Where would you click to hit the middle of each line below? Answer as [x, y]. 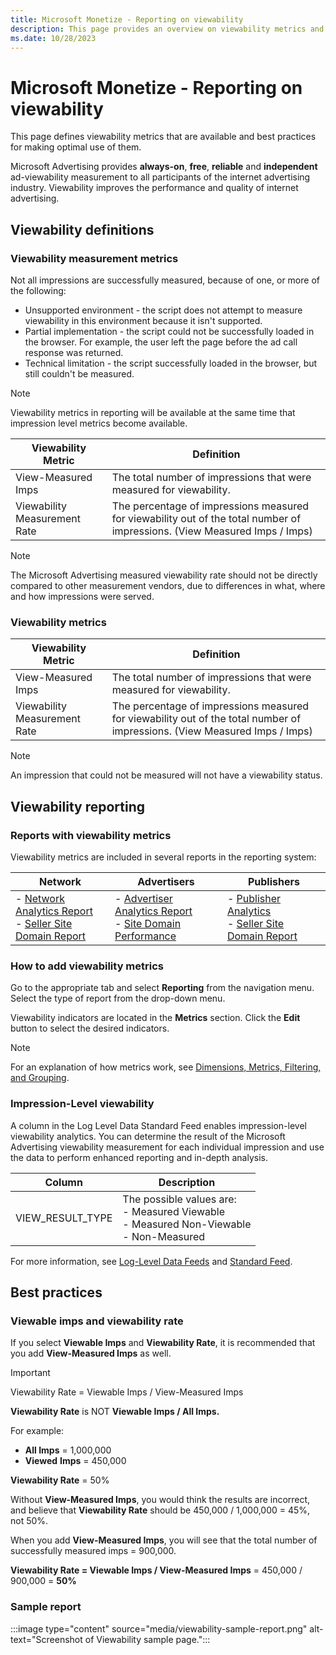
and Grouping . [40, 1078]
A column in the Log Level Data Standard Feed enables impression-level [158, 1125]
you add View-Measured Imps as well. [91, 1353]
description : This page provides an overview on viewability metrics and [167, 29]
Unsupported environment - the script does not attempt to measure [163, 310]
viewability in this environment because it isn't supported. [143, 320]
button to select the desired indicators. [90, 1028]
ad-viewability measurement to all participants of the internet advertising [160, 177]
